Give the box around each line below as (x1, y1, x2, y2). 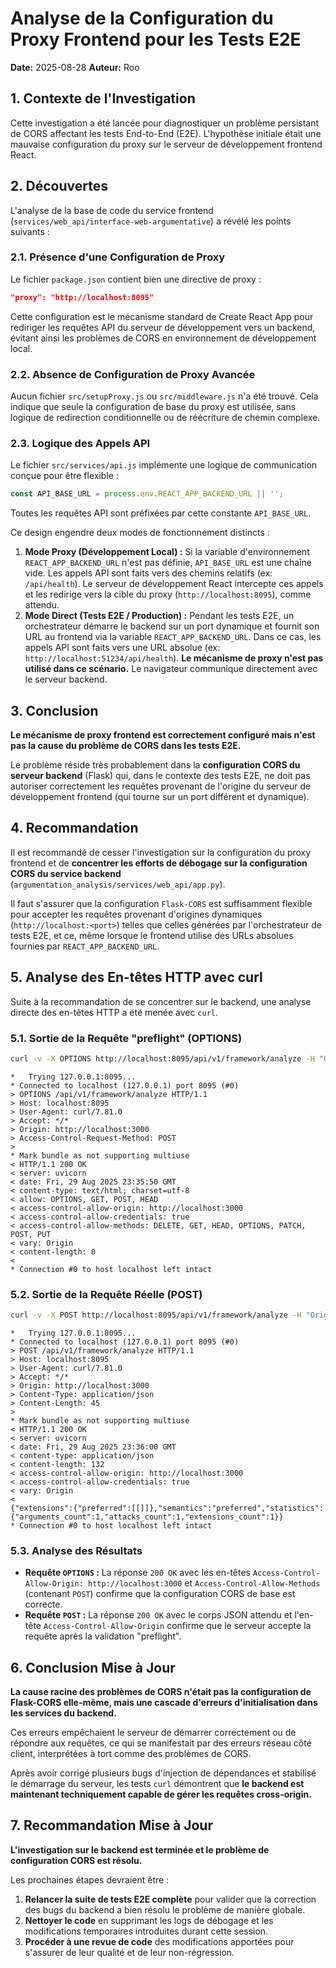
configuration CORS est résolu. (10, 1854, 143, 1866)
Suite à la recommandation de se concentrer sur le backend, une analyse (10, 995, 312, 1007)
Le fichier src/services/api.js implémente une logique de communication (10, 459, 318, 471)
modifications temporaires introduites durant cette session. (24, 1925, 269, 1937)
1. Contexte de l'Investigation (10, 90, 196, 107)
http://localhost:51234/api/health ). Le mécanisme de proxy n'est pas (24, 652, 324, 664)
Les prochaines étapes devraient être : (10, 1873, 170, 1886)
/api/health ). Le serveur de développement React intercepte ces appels (24, 578, 324, 590)
